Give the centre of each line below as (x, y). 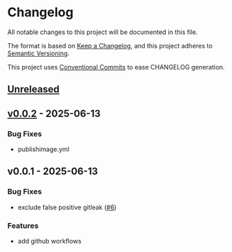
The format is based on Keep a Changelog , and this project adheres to (110, 45)
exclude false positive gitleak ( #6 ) (67, 207)
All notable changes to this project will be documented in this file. (103, 32)
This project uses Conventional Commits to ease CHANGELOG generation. (116, 67)
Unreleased (34, 89)
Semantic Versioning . (38, 53)
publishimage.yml (43, 149)
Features (23, 226)
